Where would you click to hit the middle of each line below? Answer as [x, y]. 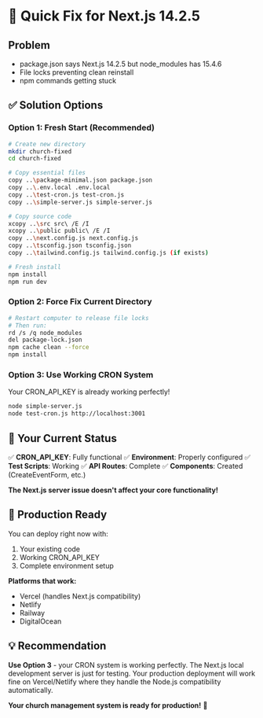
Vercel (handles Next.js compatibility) [80, 596]
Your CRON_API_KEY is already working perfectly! [89, 392]
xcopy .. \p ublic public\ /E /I [59, 231]
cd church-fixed [35, 159]
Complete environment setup [66, 565]
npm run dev [27, 282]
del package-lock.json [45, 340]
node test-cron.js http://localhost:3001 [77, 414]
